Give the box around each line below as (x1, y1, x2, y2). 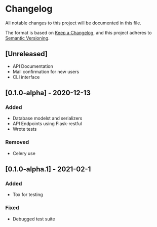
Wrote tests (12, 126, 37, 132)
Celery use (12, 150, 35, 156)
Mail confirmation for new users (12, 68, 80, 74)
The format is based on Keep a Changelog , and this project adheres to (5, 29, 152, 35)
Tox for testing (12, 192, 43, 198)
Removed (5, 139, 29, 146)
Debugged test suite (12, 216, 55, 222)
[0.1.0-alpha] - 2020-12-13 (5, 89, 91, 97)
